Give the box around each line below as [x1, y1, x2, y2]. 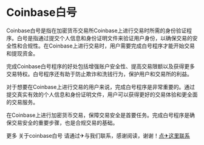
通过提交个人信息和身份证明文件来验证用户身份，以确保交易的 [38, 34, 192, 41]
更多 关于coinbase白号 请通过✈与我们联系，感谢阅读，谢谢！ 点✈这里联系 [6, 132, 190, 139]
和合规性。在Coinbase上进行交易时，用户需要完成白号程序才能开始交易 [16, 42, 195, 49]
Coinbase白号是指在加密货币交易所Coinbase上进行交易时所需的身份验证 [6, 27, 187, 34]
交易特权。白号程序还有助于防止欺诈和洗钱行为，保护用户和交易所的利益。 [6, 70, 192, 77]
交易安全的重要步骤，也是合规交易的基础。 [11, 119, 118, 126]
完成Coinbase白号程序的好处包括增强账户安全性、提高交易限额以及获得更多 [6, 62, 195, 70]
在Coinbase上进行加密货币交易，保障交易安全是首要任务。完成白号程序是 [6, 111, 190, 119]
